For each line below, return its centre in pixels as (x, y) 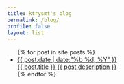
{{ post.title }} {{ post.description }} (67, 67)
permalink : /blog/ (33, 20)
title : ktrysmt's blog (39, 13)
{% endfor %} (37, 74)
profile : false (29, 26)
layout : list (26, 33)
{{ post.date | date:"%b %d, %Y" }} (67, 60)
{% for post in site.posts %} (56, 52)
